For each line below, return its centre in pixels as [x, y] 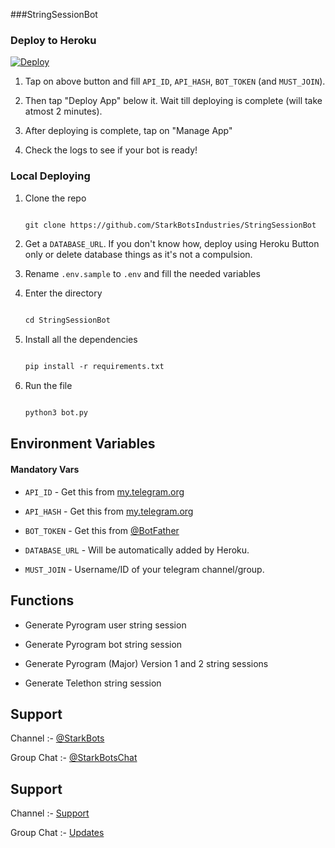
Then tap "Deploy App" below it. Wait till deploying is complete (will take [173, 101]
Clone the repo [55, 198]
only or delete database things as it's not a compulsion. [138, 255]
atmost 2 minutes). [63, 111]
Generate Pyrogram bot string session [103, 644]
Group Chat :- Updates [57, 833]
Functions [42, 600]
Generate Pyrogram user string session [105, 625]
